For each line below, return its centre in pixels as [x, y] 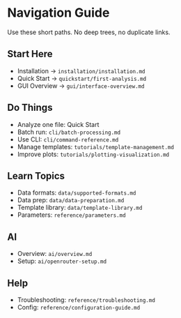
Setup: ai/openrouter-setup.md [62, 261]
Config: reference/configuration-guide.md [79, 307]
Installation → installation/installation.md [81, 70]
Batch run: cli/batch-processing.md [69, 132]
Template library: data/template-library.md [80, 208]
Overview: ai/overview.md [55, 254]
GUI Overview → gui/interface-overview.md [81, 86]
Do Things [30, 108]
